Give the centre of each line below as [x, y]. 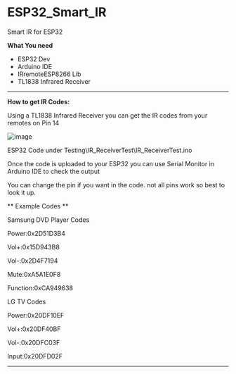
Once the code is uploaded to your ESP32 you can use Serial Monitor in [111, 163]
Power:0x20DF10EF [36, 315]
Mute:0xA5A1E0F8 [34, 274]
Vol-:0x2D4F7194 [33, 261]
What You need [30, 45]
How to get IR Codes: [39, 101]
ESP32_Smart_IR [57, 12]
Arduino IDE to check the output [54, 171]
